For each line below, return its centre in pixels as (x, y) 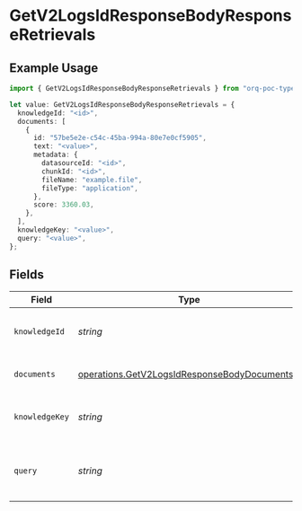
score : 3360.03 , (63, 205)
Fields (27, 275)
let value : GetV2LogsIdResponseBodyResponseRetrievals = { (122, 104)
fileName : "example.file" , (92, 180)
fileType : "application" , (90, 188)
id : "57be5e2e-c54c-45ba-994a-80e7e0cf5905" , (120, 138)
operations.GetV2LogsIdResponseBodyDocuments (186, 374)
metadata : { (55, 155)
